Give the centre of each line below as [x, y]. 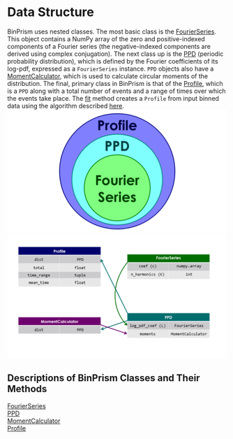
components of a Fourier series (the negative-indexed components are [109, 46]
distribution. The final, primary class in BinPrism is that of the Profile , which [115, 83]
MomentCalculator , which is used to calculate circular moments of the [107, 76]
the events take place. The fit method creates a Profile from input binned [113, 98]
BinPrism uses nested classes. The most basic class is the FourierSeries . [112, 31]
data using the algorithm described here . [66, 106]
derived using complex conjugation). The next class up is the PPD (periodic [115, 54]
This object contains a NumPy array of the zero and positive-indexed [106, 38]
